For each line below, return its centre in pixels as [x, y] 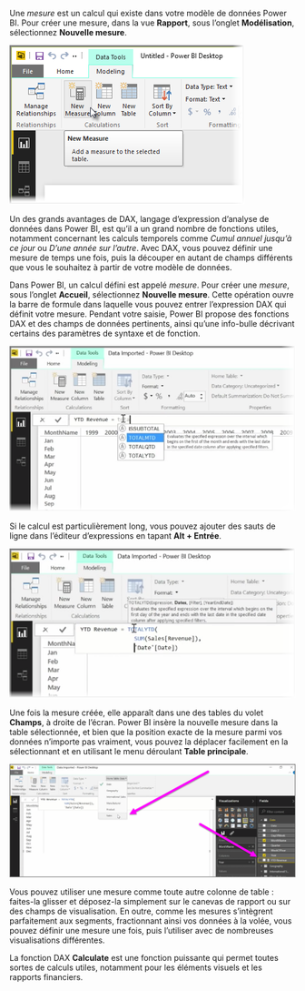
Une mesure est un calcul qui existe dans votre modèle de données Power [148, 13]
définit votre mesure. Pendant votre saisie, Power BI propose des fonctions [149, 314]
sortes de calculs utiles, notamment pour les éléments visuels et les [136, 967]
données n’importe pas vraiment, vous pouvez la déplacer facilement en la [149, 742]
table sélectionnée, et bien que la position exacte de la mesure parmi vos [146, 732]
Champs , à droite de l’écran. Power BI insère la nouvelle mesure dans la [144, 722]
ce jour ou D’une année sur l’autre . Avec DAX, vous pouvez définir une [141, 248]
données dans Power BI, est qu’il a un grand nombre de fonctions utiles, [144, 228]
